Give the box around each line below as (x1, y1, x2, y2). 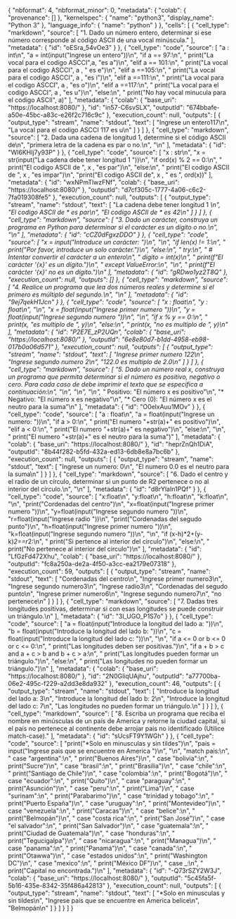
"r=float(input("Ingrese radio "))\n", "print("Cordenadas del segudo (8, 515, 202, 523)
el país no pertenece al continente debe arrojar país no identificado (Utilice (8, 725, 225, 732)
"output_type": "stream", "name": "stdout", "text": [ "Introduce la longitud (8, 687, 220, 695)
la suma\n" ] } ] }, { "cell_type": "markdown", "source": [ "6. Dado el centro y (8, 470, 228, 478)
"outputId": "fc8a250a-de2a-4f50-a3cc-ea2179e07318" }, (8, 560, 176, 568)
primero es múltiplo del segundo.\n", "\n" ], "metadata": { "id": (8, 290, 189, 299)
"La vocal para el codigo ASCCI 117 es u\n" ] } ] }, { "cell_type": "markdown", (8, 126, 229, 134)
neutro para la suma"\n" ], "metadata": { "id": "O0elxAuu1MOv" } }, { (8, 403, 206, 411)
